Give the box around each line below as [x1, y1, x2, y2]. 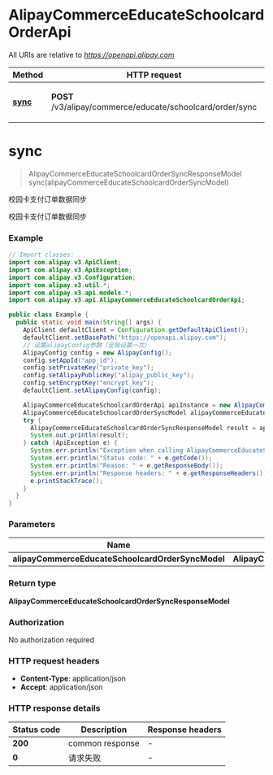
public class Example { [8, 311, 89, 319]
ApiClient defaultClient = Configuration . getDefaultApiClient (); [23, 326, 249, 334]
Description [80, 724, 128, 735]
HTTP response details [8, 703, 101, 714]
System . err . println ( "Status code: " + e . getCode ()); [29, 454, 213, 463]
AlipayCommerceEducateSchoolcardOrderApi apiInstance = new [23, 401, 231, 409]
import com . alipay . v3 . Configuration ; [8, 273, 136, 281]
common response [67, 738, 140, 749]
